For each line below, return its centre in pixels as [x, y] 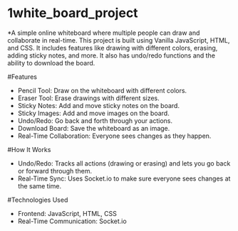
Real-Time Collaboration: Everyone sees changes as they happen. [114, 136]
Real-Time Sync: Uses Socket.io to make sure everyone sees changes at [124, 178]
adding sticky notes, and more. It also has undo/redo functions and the [112, 55]
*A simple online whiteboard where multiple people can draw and [104, 33]
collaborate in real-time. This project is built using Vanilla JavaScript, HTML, [119, 40]
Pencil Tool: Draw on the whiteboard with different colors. [102, 90]
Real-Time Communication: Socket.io [72, 221]
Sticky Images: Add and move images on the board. [93, 113]
